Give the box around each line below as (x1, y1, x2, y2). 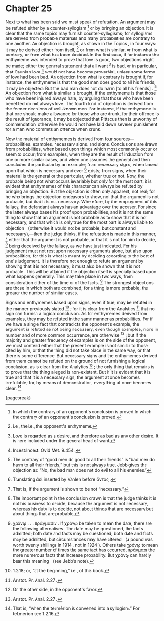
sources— (114, 136, 135, 142)
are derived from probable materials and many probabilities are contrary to (5, 35, 155, 41)
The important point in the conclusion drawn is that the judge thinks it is (12, 495, 157, 501)
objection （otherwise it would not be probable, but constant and (5, 225, 136, 231)
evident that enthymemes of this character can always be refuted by (5, 183, 143, 189)
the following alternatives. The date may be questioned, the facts (12, 526, 143, 531)
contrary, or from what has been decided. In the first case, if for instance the (5, 52, 159, 57)
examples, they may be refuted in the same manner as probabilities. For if (5, 316, 153, 322)
